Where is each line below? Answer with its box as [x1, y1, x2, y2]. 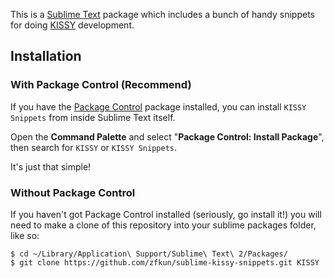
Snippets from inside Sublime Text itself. [10, 111, 176, 123]
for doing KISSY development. [10, 19, 135, 31]
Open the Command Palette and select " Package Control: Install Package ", [10, 130, 325, 143]
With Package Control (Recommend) [10, 78, 192, 92]
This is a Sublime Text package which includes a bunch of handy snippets [10, 9, 315, 20]
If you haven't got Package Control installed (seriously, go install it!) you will [10, 208, 322, 220]
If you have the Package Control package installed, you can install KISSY [10, 100, 307, 113]
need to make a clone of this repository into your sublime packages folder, [10, 219, 317, 231]
